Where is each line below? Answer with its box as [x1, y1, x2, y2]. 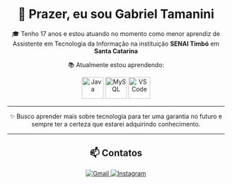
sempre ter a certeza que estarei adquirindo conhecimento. [31, 120, 201, 128]
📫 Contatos [89, 147, 143, 159]
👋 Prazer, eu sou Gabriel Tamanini [17, 6, 215, 22]
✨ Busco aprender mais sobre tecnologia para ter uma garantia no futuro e [10, 112, 222, 120]
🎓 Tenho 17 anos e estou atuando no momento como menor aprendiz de [12, 29, 220, 37]
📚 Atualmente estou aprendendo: [68, 60, 164, 68]
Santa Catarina [94, 46, 138, 55]
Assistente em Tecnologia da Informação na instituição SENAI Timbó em [12, 39, 220, 48]
